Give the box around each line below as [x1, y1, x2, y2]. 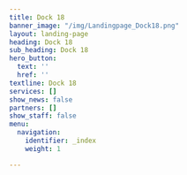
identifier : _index [25, 136, 97, 145]
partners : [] [9, 103, 57, 112]
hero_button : [9, 54, 57, 63]
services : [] [9, 87, 57, 95]
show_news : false [9, 95, 73, 104]
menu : [9, 120, 29, 129]
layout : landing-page [9, 29, 89, 38]
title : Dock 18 [9, 12, 65, 22]
